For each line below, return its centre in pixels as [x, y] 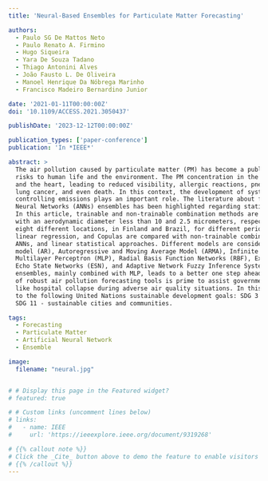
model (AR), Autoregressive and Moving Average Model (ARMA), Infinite [137, 251]
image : [19, 362]
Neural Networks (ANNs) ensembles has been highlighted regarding [128, 207]
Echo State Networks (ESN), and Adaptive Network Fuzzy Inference [128, 266]
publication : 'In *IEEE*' [51, 148]
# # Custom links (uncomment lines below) [80, 412]
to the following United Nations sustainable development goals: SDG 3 [137, 296]
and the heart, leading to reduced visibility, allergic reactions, [132, 185]
